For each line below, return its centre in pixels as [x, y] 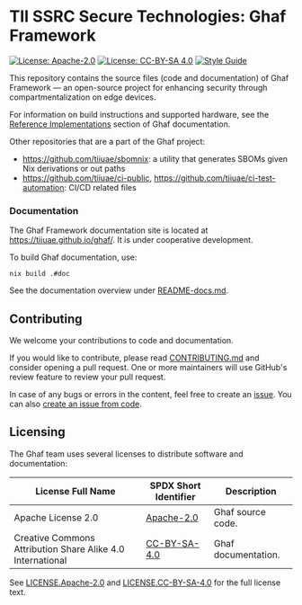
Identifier [175, 496]
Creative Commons [55, 538]
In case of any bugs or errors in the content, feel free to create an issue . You [151, 395]
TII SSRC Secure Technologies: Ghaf [148, 17]
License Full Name [75, 491]
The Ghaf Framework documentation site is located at [109, 230]
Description [251, 491]
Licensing [37, 432]
